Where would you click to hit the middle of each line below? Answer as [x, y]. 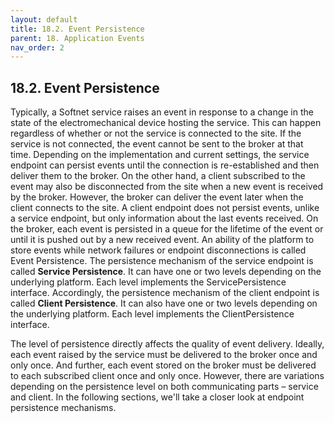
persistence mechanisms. [63, 408]
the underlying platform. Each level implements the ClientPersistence [152, 314]
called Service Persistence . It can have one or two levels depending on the [166, 272]
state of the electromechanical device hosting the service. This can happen [166, 123]
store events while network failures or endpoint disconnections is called [158, 250]
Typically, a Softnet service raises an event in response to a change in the [162, 112]
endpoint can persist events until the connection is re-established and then [165, 165]
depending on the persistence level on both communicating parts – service [164, 387]
